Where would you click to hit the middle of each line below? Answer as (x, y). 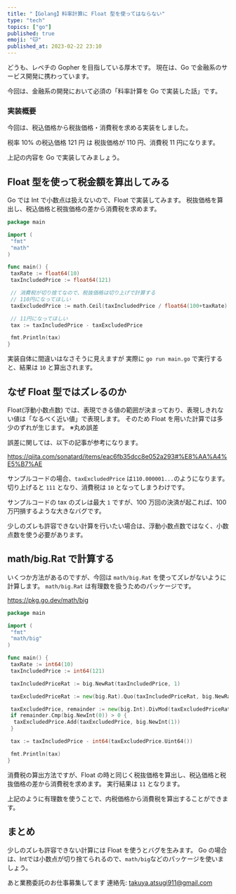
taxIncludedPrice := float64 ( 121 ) (61, 280)
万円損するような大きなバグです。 (56, 511)
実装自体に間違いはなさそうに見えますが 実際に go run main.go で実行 (109, 358)
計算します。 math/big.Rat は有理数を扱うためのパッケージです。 (101, 586)
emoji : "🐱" (24, 40)
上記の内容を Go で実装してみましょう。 (65, 157)
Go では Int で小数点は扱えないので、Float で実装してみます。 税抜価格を (112, 200)
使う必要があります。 (56, 535)
